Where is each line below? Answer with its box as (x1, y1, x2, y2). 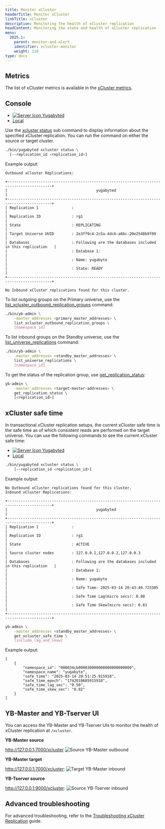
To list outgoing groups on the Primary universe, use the (5, 296, 120, 302)
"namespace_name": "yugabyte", (23, 670, 88, 675)
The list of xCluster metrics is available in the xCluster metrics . (5, 85, 133, 91)
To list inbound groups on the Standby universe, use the (5, 334, 120, 340)
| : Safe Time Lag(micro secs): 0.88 (5, 593, 145, 599)
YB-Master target (5, 757, 42, 763)
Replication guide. (5, 818, 42, 824)
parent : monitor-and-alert (14, 40, 70, 45)
